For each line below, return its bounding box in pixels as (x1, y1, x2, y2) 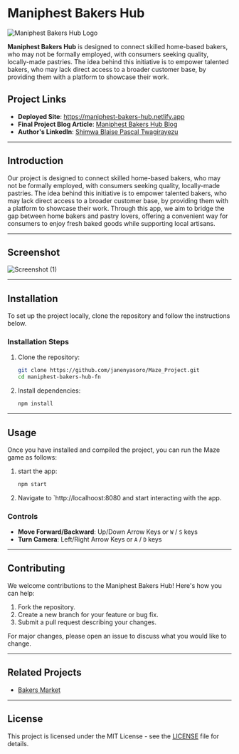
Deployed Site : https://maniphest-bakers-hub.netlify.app (17, 112, 185, 120)
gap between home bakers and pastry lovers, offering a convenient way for (7, 212, 228, 220)
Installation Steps (7, 337, 70, 347)
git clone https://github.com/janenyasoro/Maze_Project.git (17, 367, 200, 374)
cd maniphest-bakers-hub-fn (17, 373, 101, 381)
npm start (17, 480, 48, 487)
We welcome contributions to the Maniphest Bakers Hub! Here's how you (7, 581, 222, 589)
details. (7, 739, 29, 748)
